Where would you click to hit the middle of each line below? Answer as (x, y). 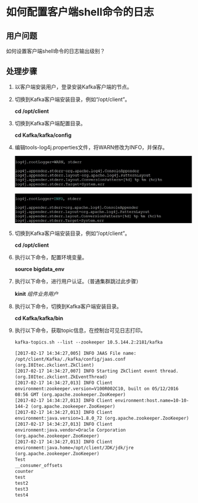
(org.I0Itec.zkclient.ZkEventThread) (61, 377)
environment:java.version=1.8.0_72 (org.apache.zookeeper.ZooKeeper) (102, 419)
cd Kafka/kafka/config (43, 135)
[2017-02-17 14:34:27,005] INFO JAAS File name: (75, 354)
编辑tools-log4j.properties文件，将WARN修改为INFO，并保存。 (91, 147)
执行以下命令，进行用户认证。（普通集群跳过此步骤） (78, 282)
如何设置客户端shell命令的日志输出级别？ (56, 51)
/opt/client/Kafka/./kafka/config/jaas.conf (70, 360)
